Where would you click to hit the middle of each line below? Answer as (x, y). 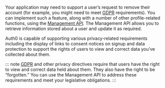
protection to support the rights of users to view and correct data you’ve (80, 49)
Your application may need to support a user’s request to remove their (78, 7)
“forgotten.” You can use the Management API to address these (71, 75)
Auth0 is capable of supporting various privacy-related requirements (76, 38)
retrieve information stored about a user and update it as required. (74, 29)
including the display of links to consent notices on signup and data (75, 44)
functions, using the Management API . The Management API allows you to (82, 23)
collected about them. (28, 54)
